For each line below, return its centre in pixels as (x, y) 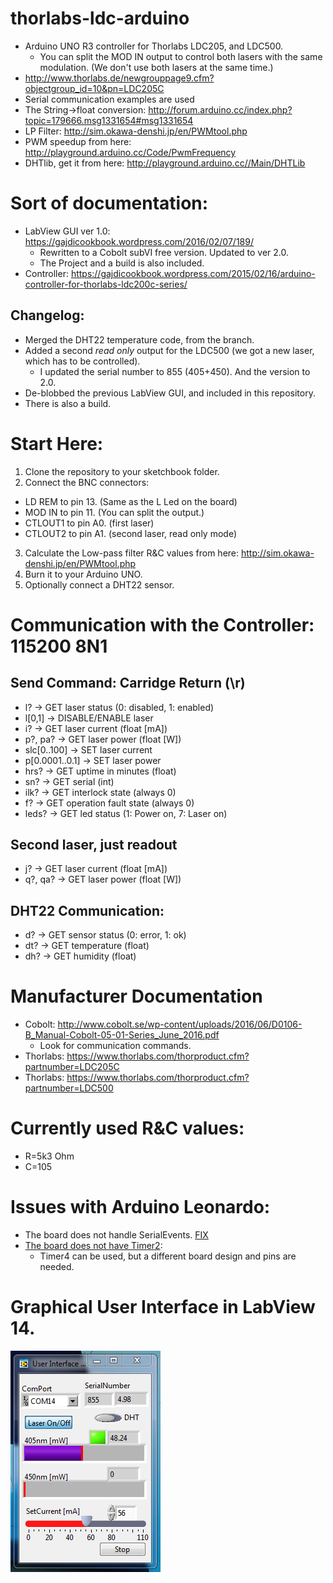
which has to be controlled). (82, 361)
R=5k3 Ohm (49, 1156)
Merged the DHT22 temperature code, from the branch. (139, 339)
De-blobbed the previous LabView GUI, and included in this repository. (170, 393)
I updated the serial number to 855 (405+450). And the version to (175, 371)
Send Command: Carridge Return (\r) (128, 683)
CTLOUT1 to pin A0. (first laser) (89, 523)
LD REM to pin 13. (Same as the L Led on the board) (131, 501)
